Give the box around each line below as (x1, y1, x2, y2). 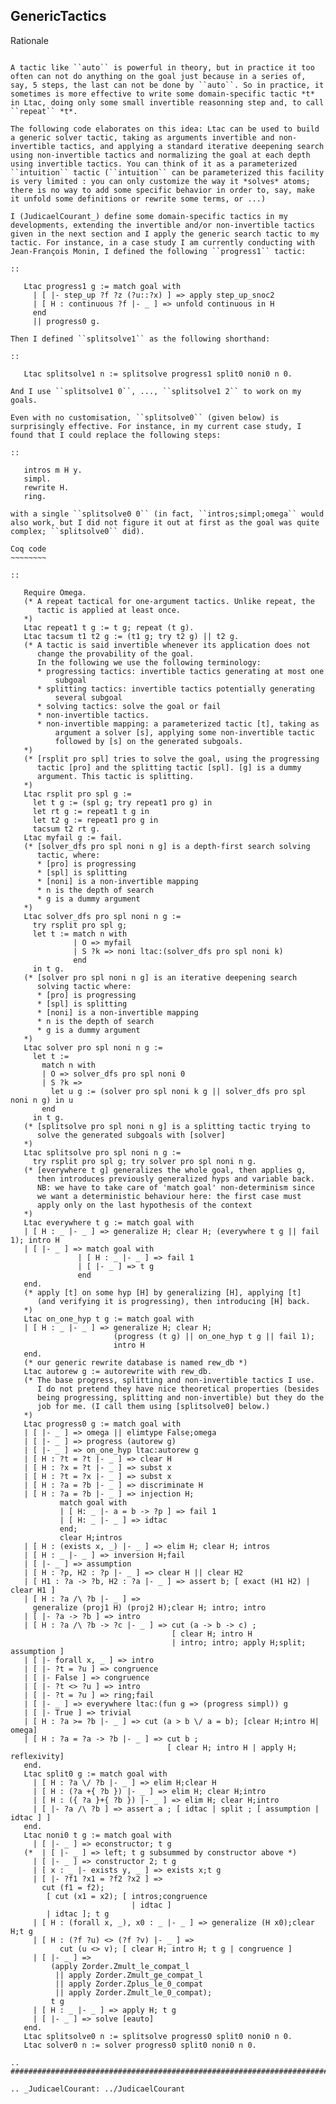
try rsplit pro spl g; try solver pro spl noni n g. (32, 1156, 257, 1166)
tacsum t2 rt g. (32, 824, 101, 834)
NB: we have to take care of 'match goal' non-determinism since (36, 1182, 315, 1193)
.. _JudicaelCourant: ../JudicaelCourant (10, 2084, 186, 2094)
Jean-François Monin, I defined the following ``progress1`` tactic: (10, 246, 307, 256)
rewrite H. (23, 482, 70, 493)
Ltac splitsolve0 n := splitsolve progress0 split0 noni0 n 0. (23, 2031, 293, 2041)
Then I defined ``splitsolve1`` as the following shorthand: (10, 334, 271, 344)
